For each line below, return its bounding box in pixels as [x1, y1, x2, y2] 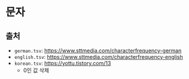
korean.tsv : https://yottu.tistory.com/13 [14, 60, 111, 67]
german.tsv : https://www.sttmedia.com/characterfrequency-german [14, 47, 182, 54]
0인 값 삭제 [23, 67, 49, 74]
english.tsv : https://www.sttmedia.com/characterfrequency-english [14, 53, 183, 60]
